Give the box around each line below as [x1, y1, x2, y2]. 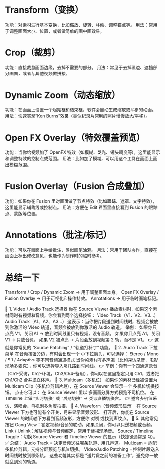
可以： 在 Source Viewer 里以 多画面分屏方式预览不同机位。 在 [28, 389, 155, 395]
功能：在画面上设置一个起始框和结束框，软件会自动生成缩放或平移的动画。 [5, 107, 156, 112]
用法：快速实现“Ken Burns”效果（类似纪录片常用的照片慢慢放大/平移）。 [5, 113, 150, 119]
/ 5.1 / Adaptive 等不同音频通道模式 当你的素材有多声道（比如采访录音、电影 [5, 357, 159, 362]
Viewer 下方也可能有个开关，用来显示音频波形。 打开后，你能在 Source [5, 409, 150, 415]
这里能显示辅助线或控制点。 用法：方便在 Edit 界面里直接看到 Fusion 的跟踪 [5, 204, 158, 210]
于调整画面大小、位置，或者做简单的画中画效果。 [5, 28, 104, 34]
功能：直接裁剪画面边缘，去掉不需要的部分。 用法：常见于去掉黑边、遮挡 [5, 64, 153, 70]
